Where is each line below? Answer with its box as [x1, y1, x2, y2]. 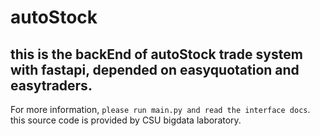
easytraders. [10, 77, 93, 94]
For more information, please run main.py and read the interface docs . [10, 104, 311, 115]
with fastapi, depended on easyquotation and [10, 61, 300, 78]
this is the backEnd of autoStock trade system [10, 46, 303, 63]
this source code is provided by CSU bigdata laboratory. [10, 114, 242, 126]
